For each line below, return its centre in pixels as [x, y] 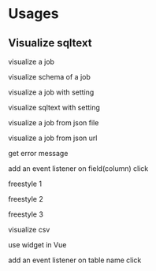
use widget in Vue [37, 245]
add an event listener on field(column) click [78, 169]
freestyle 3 [26, 214]
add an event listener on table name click [75, 260]
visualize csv [29, 230]
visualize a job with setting [51, 92]
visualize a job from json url [53, 138]
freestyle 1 [25, 184]
